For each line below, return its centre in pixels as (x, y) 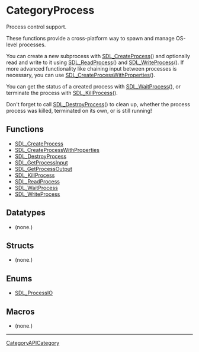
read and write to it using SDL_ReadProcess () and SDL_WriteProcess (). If (95, 62)
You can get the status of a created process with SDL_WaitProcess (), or (94, 86)
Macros (20, 311)
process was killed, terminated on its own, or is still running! (79, 110)
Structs (20, 245)
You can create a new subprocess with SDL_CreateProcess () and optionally (98, 56)
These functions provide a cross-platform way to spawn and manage (90, 38)
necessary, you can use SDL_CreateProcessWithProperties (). (81, 75)
